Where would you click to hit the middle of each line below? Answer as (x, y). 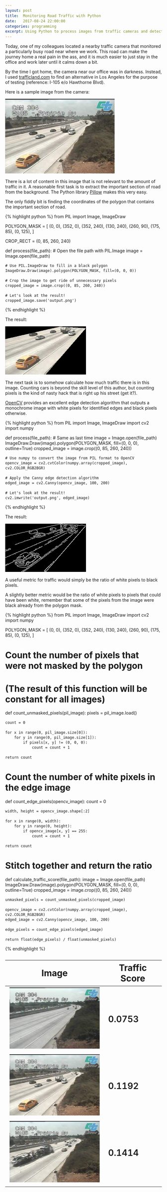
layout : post (19, 10)
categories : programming (31, 26)
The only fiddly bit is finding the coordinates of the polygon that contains (80, 202)
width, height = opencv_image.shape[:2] (48, 811)
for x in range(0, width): (33, 821)
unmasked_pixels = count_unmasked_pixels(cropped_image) (65, 900)
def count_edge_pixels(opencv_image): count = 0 (56, 802)
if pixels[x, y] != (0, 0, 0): (55, 743)
